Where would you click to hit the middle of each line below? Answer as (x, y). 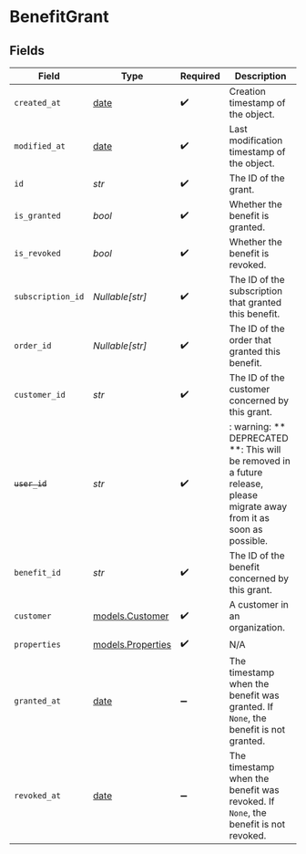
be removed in (260, 461)
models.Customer (131, 616)
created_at (37, 103)
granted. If (251, 707)
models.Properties (132, 644)
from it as (250, 518)
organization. (257, 627)
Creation (248, 91)
